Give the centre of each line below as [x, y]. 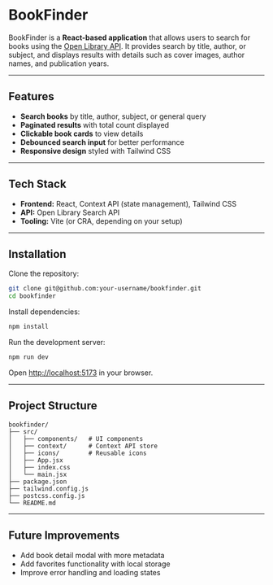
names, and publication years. [59, 63]
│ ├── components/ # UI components [76, 439]
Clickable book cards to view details [82, 133]
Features [31, 96]
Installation [37, 254]
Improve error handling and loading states [90, 572]
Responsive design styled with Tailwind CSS [95, 151]
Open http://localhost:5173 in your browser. [81, 373]
